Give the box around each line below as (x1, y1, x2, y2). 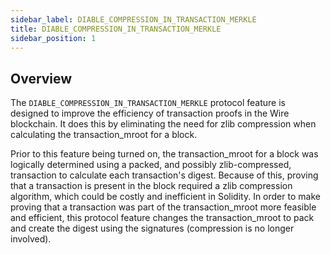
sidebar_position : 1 (10, 33, 97, 43)
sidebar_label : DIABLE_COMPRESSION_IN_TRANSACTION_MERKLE (10, 14, 257, 25)
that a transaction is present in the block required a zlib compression (10, 180, 293, 192)
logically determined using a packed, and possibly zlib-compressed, (10, 159, 292, 171)
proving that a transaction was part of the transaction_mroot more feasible (10, 201, 317, 213)
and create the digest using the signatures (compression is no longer (10, 222, 295, 235)
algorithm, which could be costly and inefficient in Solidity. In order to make (10, 191, 321, 203)
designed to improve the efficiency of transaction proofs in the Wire (10, 107, 290, 120)
